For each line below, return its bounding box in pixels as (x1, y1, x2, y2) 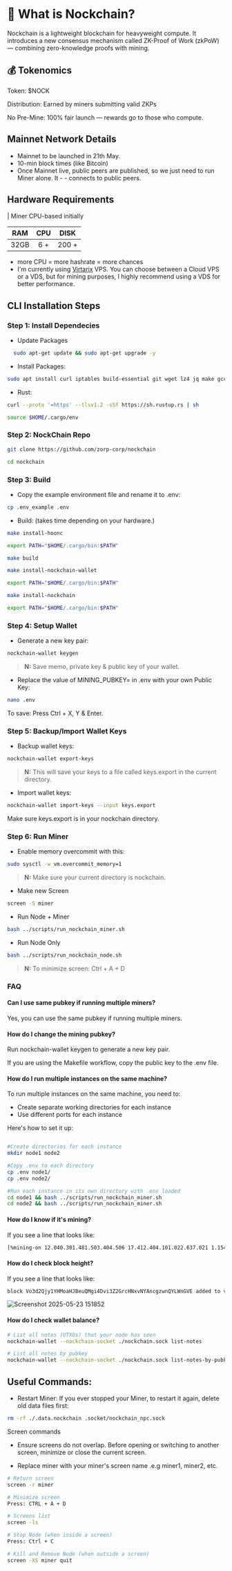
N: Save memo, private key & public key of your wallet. (23, 663, 180, 671)
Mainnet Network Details (7, 133, 117, 145)
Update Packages (17, 337, 68, 345)
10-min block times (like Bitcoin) (17, 159, 108, 167)
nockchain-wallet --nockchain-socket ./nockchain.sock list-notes (7, 1337, 202, 1345)
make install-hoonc (7, 529, 64, 536)
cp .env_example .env (7, 504, 70, 511)
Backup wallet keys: (17, 742, 75, 751)
